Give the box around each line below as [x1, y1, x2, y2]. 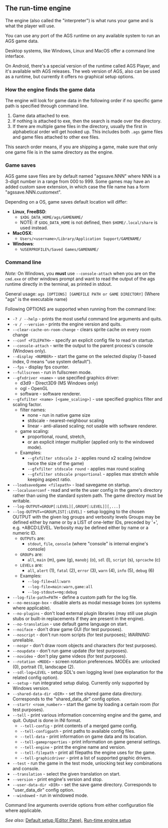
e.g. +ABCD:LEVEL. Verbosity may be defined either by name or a [12, 524, 149, 531]
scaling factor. [12, 401, 42, 407]
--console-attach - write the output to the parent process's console [12, 342, 153, 348]
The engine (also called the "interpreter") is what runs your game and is [5, 17, 153, 23]
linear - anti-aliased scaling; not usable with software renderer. [27, 423, 157, 429]
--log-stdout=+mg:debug [27, 590, 77, 595]
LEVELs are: [20, 562, 43, 568]
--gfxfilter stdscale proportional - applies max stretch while [27, 471, 159, 477]
